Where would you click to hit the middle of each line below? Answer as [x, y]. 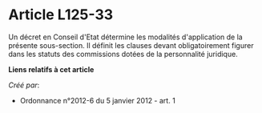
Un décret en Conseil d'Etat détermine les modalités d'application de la [125, 37]
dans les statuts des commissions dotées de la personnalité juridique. [123, 54]
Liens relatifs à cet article [51, 69]
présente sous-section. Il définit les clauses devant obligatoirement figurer [131, 45]
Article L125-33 [61, 15]
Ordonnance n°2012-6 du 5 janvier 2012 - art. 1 [98, 100]
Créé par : [24, 85]
